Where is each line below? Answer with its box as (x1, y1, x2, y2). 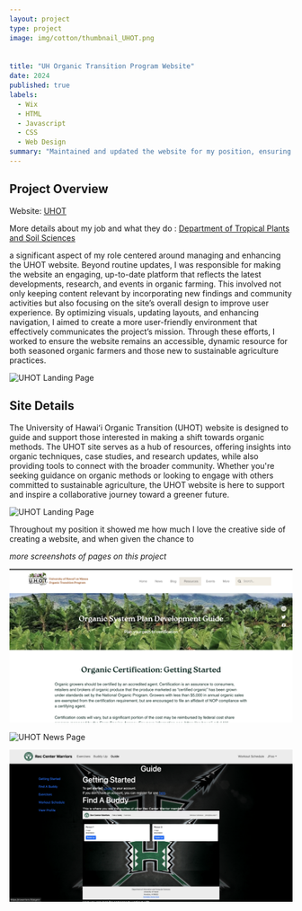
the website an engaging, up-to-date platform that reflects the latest (9, 269, 262, 279)
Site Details (9, 398, 75, 413)
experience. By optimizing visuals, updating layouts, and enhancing (9, 306, 259, 318)
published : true (9, 81, 70, 90)
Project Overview (9, 181, 109, 197)
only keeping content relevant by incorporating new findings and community (9, 287, 292, 298)
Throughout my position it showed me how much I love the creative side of (9, 524, 286, 535)
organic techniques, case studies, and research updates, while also (9, 450, 259, 462)
